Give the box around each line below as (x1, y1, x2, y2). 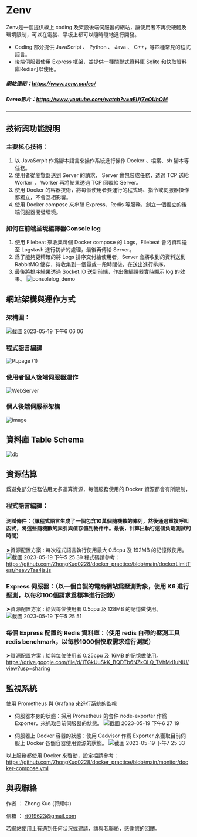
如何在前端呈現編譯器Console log (6, 224, 101, 232)
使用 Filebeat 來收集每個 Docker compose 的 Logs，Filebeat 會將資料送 (14, 239, 188, 246)
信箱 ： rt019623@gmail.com (6, 812, 76, 819)
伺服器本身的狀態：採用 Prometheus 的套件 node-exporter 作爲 (14, 713, 167, 719)
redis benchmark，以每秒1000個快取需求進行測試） (6, 637, 154, 645)
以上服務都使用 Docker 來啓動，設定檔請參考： (6, 752, 119, 759)
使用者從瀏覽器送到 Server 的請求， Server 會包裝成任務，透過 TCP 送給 (14, 171, 189, 179)
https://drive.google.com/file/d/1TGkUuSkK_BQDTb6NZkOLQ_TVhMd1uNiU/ (6, 659, 189, 666)
